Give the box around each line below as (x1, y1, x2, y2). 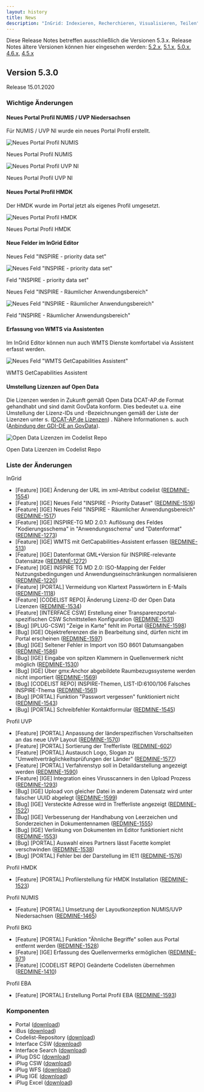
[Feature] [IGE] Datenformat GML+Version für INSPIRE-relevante (15, 551, 176, 558)
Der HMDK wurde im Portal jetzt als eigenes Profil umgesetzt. (6, 202, 160, 209)
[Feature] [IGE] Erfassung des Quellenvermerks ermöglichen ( (15, 949, 170, 956)
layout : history (6, 9, 47, 15)
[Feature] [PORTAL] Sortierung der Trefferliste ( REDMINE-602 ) (15, 743, 172, 750)
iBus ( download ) (15, 1027, 56, 1034)
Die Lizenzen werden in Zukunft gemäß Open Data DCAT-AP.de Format (6, 396, 184, 404)
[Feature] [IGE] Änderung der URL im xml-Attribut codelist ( (15, 487, 164, 494)
